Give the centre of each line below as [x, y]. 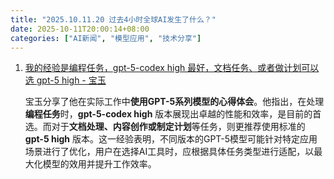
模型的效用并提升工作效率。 [99, 164]
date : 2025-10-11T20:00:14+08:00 [80, 29]
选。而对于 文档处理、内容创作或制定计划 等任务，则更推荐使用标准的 [165, 127]
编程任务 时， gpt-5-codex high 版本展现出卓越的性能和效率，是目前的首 [173, 114]
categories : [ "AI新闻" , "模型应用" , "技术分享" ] [106, 38]
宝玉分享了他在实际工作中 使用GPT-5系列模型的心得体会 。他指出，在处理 [174, 102]
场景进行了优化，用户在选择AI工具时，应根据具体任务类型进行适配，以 [169, 152]
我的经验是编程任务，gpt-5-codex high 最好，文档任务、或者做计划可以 [172, 68]
